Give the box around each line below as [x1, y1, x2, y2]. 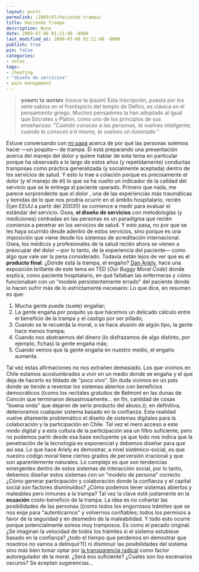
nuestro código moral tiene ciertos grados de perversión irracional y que [6, 452, 184, 459]
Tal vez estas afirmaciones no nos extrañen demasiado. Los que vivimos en [6, 364, 191, 371]
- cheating [6, 69, 33, 75]
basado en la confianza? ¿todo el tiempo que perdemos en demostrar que [6, 534, 187, 541]
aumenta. [14, 353, 38, 359]
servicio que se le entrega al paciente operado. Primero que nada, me [6, 184, 176, 190]
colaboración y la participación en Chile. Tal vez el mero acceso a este [6, 421, 178, 427]
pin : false [6, 47, 33, 53]
